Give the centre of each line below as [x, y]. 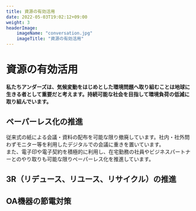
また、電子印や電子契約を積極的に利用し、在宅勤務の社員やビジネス [88, 152]
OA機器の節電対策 [39, 201]
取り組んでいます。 [29, 101]
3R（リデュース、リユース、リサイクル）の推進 [91, 179]
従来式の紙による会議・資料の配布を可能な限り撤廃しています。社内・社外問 [98, 137]
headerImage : [22, 28]
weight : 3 [18, 22]
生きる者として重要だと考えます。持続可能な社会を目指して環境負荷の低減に [98, 94]
